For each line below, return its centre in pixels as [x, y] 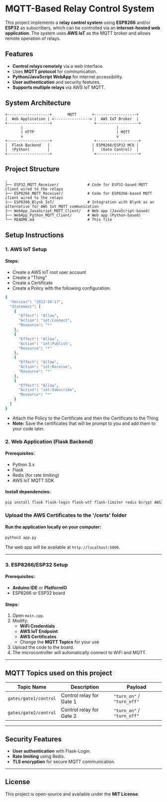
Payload [136, 687]
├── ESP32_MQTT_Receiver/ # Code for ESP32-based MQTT [77, 185]
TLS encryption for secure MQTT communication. [64, 762]
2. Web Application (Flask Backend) [49, 441]
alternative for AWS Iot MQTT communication [52, 207]
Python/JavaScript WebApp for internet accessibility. [68, 77]
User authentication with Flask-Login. [51, 751]
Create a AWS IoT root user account [49, 272]
